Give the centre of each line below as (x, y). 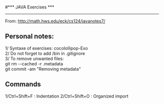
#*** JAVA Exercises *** (30, 7)
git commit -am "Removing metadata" (43, 69)
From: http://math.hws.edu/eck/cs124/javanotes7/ (55, 21)
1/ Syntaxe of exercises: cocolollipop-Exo (46, 48)
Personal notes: (30, 36)
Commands (23, 84)
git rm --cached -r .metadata (34, 63)
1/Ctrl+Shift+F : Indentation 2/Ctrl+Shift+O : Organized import (67, 96)
